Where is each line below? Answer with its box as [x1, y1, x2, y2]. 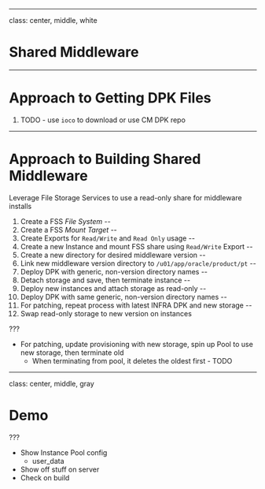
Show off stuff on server [20, 465, 100, 474]
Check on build [20, 472, 70, 482]
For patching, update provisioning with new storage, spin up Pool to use [20, 339, 254, 349]
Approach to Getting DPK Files [9, 89, 212, 107]
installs [9, 201, 32, 211]
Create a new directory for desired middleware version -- [20, 250, 206, 259]
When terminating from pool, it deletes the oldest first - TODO [31, 356, 233, 365]
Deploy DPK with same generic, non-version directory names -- [20, 292, 227, 301]
